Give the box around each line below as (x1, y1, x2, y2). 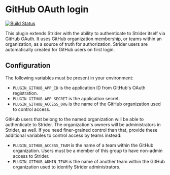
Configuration (5, 61, 51, 70)
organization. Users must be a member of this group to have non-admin (12, 148, 163, 154)
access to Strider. (12, 153, 50, 159)
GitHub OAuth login (5, 4, 89, 15)
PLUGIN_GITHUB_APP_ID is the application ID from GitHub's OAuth (12, 84, 146, 91)
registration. (12, 90, 38, 96)
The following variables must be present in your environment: (5, 75, 133, 81)
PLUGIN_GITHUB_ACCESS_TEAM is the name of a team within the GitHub (12, 142, 154, 148)
